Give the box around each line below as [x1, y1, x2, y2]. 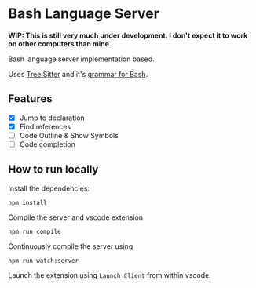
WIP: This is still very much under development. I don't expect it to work [8, 31, 248, 40]
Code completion [19, 139, 76, 149]
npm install [8, 199, 47, 206]
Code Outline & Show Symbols [19, 130, 119, 140]
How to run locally [8, 162, 99, 177]
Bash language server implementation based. [8, 54, 155, 64]
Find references [19, 122, 71, 131]
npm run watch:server [8, 257, 79, 264]
